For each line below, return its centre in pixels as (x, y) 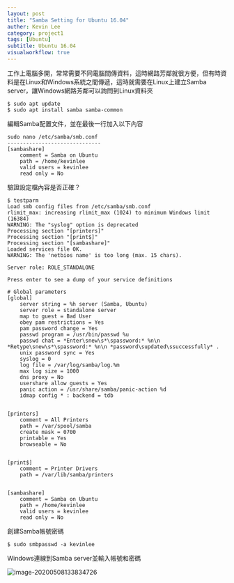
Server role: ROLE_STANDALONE (51, 267)
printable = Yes (44, 438)
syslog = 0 (36, 359)
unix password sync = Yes (57, 352)
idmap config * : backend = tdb (67, 395)
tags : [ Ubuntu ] (29, 40)
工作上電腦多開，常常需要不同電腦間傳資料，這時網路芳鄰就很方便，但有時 (114, 73)
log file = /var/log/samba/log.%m (70, 365)
